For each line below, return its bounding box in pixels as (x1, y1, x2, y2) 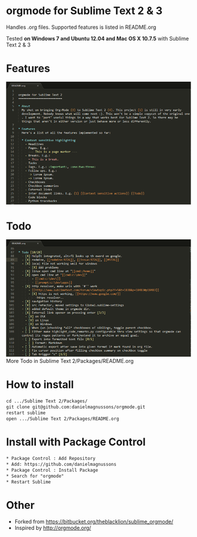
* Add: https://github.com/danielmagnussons (6, 462, 117, 468)
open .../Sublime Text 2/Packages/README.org (6, 416, 119, 422)
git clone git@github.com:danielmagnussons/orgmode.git (6, 404, 145, 410)
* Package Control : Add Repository (6, 456, 96, 462)
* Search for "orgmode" (6, 473, 64, 479)
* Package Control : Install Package (6, 468, 98, 473)
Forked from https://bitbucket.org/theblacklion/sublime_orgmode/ (14, 518, 174, 525)
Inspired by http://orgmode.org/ (14, 524, 91, 531)
